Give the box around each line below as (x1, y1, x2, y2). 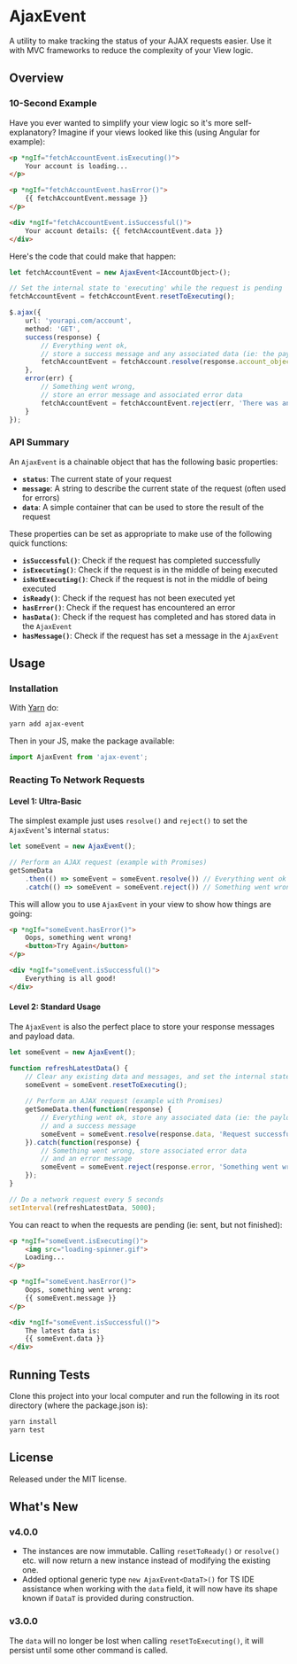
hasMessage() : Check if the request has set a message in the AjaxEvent (21, 630, 279, 641)
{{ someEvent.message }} (25, 1294, 117, 1302)
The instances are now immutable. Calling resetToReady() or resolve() (21, 1546, 280, 1557)
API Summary (9, 436, 70, 448)
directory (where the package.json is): (9, 1400, 148, 1411)
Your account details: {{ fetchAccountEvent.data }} (25, 226, 224, 236)
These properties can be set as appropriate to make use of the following (9, 528, 272, 539)
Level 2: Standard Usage (9, 1001, 102, 1012)
